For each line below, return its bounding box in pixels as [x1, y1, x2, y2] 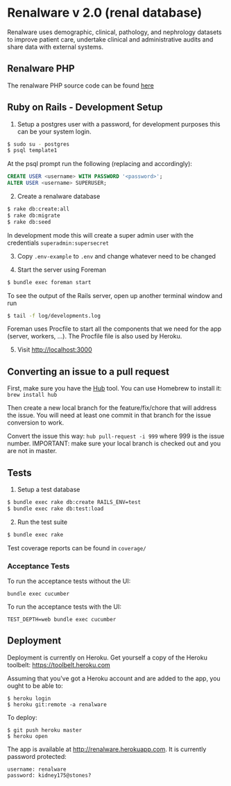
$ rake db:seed [7, 218, 51, 225]
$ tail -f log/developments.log [7, 312, 101, 319]
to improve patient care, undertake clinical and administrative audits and [7, 35, 214, 43]
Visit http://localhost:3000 [17, 345, 92, 354]
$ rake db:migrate [7, 212, 60, 219]
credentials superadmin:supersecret [7, 238, 110, 247]
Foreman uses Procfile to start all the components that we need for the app [7, 325, 222, 333]
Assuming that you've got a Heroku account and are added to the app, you [7, 674, 221, 682]
